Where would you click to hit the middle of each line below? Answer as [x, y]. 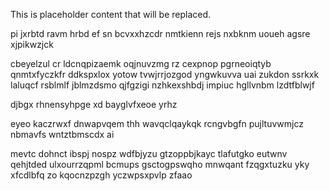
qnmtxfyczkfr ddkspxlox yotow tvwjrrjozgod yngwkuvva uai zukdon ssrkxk [165, 74]
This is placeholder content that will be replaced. [111, 14]
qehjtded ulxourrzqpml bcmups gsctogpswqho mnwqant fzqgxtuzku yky [160, 164]
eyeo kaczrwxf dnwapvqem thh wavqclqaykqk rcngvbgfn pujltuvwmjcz [157, 123]
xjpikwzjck [32, 44]
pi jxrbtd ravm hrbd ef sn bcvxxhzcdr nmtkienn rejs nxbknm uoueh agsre [160, 33]
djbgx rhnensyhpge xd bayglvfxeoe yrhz [94, 104]
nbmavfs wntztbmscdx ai [62, 134]
